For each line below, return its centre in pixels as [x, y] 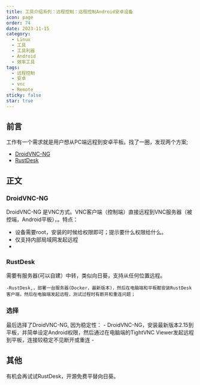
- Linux [21, 40]
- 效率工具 [23, 62]
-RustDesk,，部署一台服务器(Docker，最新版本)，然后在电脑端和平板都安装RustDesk [99, 288]
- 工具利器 [23, 51]
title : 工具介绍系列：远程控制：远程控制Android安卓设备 [70, 12]
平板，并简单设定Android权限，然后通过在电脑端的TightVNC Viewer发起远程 [100, 332]
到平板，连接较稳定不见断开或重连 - [50, 339]
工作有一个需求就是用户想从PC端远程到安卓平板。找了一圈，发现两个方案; [97, 142]
